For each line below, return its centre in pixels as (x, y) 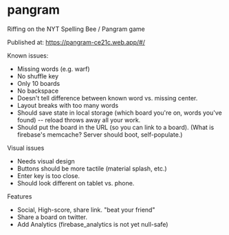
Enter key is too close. (48, 176)
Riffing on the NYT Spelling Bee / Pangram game (76, 29)
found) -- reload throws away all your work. (79, 120)
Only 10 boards (39, 83)
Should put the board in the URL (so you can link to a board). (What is (116, 127)
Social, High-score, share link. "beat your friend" (86, 210)
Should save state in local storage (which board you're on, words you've (119, 113)
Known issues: (28, 55)
